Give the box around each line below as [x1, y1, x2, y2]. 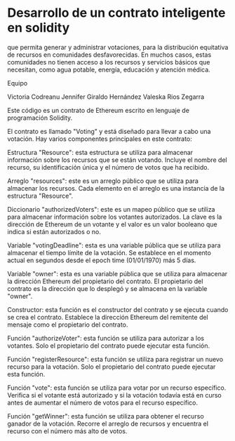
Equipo [7, 79, 28, 87]
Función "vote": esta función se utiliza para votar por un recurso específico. [7, 384, 227, 392]
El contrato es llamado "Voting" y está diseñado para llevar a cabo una [7, 127, 211, 135]
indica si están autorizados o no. [7, 227, 102, 236]
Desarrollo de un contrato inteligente [7, 5, 226, 21]
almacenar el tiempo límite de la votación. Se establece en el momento [7, 248, 212, 257]
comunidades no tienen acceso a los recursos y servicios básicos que [7, 57, 210, 66]
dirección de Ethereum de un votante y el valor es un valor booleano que [7, 219, 217, 229]
